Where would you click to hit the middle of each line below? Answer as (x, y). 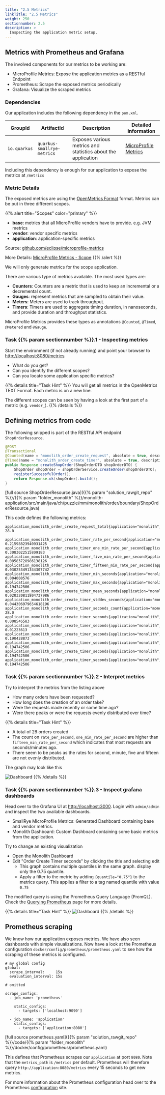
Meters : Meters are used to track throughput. (58, 302)
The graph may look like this (34, 767)
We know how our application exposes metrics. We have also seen (72, 939)
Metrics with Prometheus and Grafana (65, 52)
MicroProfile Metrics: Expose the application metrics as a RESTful (79, 74)
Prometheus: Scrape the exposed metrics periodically (67, 84)
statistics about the (94, 152)
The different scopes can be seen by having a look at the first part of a (77, 400)
